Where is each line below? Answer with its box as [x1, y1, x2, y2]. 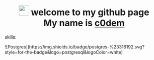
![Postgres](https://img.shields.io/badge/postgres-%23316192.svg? [5, 43, 144, 50]
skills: [5, 34, 17, 40]
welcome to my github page [31, 7, 149, 18]
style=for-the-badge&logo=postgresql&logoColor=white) [5, 49, 123, 55]
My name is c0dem [43, 18, 125, 29]
